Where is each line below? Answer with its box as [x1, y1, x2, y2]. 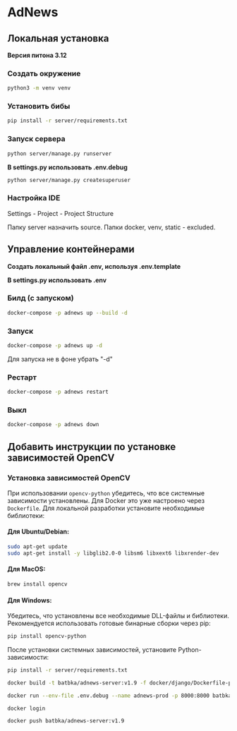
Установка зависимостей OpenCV [7, 473, 130, 483]
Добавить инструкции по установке [7, 440, 176, 452]
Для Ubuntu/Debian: [7, 527, 69, 536]
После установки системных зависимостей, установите [7, 645, 177, 653]
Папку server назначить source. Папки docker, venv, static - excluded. [7, 223, 216, 231]
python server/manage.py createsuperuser [7, 176, 131, 183]
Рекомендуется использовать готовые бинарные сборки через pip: [7, 619, 211, 628]
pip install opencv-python [7, 633, 87, 640]
